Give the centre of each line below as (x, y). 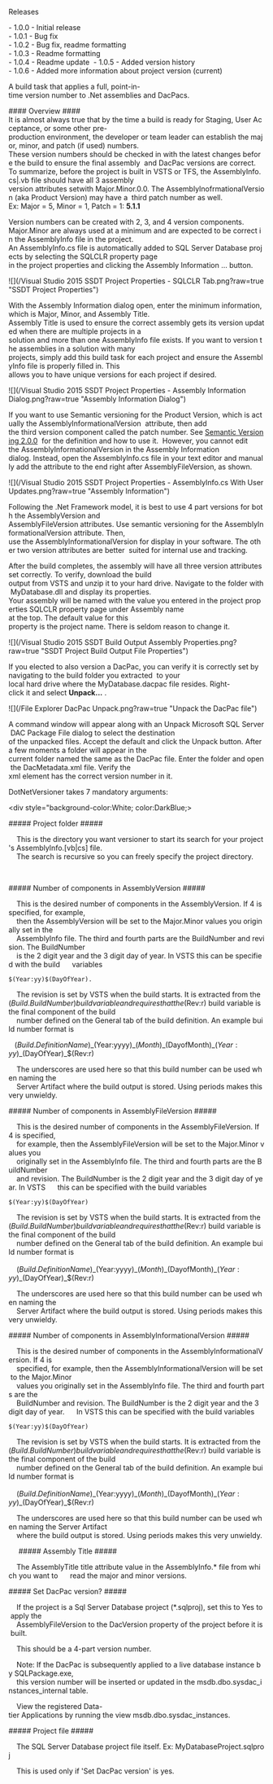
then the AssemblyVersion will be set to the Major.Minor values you (129, 921)
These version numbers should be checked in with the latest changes (125, 154)
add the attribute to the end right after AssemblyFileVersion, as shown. (134, 467)
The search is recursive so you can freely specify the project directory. (135, 857)
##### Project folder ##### (56, 823)
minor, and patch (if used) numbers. (79, 145)
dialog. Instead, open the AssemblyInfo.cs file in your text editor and (123, 458)
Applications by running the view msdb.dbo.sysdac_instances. (126, 1715)
